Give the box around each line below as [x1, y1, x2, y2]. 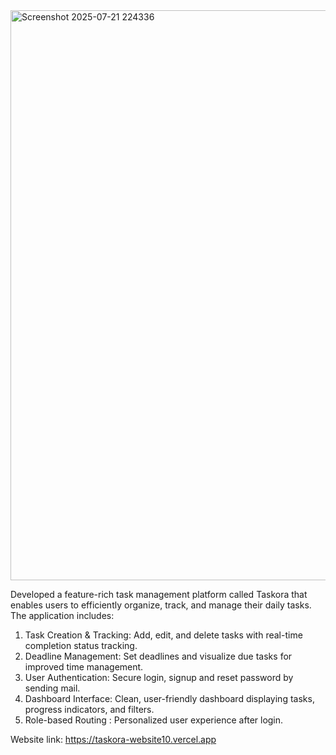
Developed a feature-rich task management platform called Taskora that [10, 589, 308, 600]
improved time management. [24, 661, 144, 673]
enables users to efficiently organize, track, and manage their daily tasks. [10, 599, 312, 611]
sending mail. [24, 682, 81, 694]
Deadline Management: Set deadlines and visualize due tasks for [24, 650, 293, 662]
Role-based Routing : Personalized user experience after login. [24, 714, 284, 726]
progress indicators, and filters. [24, 704, 155, 715]
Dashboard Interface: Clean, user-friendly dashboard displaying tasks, [24, 693, 315, 704]
